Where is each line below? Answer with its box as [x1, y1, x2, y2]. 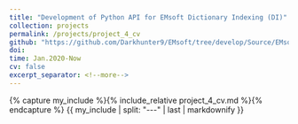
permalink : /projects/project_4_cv [9, 29, 141, 38]
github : [9, 37, 38, 47]
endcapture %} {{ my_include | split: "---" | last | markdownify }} [9, 104, 245, 115]
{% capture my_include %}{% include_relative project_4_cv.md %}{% [9, 95, 263, 105]
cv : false [9, 63, 46, 72]
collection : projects [9, 21, 90, 30]
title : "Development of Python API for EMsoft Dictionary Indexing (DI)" [9, 12, 288, 22]
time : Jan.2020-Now [9, 54, 82, 63]
